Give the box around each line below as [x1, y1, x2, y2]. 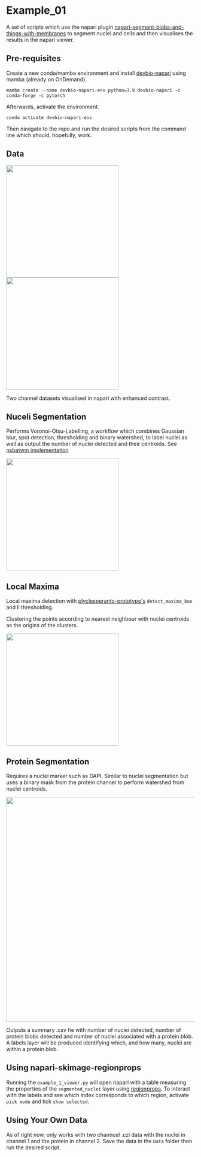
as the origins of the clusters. [6, 622, 78, 629]
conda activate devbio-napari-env [6, 114, 93, 120]
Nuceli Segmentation [6, 411, 87, 422]
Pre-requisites [6, 53, 61, 63]
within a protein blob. [6, 1046, 59, 1052]
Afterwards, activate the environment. [6, 103, 100, 110]
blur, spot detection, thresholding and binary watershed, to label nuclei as [6, 434, 188, 441]
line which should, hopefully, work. [6, 131, 92, 138]
